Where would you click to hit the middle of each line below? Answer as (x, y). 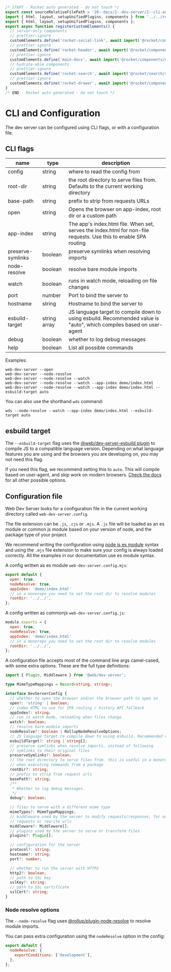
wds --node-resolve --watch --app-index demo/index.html (67, 411)
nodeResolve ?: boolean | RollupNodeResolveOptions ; (66, 732)
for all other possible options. (36, 480)
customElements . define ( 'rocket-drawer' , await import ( (69, 83)
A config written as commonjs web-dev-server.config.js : (65, 613)
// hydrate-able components (40, 64)
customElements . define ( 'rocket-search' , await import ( (69, 74)
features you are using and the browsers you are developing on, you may (82, 454)
